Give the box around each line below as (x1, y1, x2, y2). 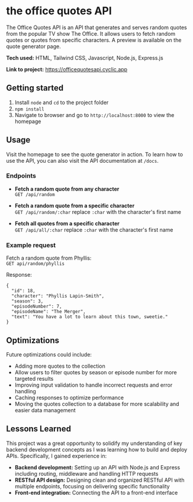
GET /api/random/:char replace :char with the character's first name (14, 208, 182, 215)
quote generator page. (6, 43, 61, 50)
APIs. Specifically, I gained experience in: (6, 452, 107, 459)
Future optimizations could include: (6, 351, 92, 358)
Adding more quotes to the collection (14, 362, 105, 370)
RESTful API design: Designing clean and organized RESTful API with (14, 476, 185, 484)
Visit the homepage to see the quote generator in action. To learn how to (6, 150, 184, 158)
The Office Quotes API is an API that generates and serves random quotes (6, 24, 188, 31)
